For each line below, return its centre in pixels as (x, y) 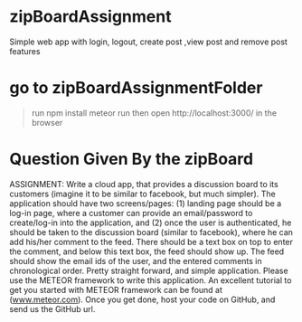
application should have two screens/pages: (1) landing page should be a (146, 203)
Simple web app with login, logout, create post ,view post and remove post (148, 42)
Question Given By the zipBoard (132, 159)
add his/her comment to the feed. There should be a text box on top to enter (151, 241)
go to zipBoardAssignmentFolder (136, 88)
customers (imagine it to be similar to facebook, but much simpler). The (142, 194)
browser (47, 122)
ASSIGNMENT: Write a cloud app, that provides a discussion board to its (144, 184)
